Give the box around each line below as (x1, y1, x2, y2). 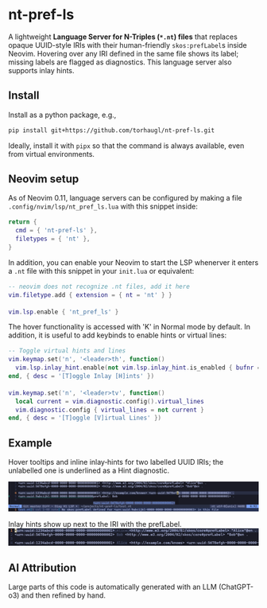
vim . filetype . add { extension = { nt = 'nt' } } (8, 290, 172, 299)
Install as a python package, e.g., (8, 110, 117, 119)
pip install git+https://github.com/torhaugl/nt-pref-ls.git (8, 126, 215, 134)
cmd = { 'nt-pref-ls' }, (15, 227, 98, 235)
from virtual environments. (8, 149, 95, 158)
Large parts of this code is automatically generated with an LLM (8, 583, 217, 592)
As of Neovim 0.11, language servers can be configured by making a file (8, 193, 242, 203)
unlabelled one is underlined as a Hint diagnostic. (8, 466, 170, 475)
